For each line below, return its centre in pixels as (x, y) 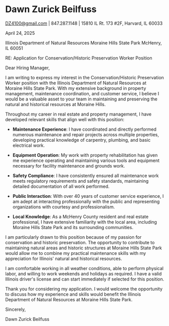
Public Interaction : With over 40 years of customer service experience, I (88, 196)
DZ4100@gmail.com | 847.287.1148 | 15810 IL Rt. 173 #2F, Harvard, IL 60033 (84, 23)
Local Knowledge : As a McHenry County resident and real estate (80, 216)
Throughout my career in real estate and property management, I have (78, 114)
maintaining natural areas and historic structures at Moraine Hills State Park (84, 248)
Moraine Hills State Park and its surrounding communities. (73, 227)
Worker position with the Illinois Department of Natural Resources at (76, 83)
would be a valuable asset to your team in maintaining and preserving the (81, 99)
